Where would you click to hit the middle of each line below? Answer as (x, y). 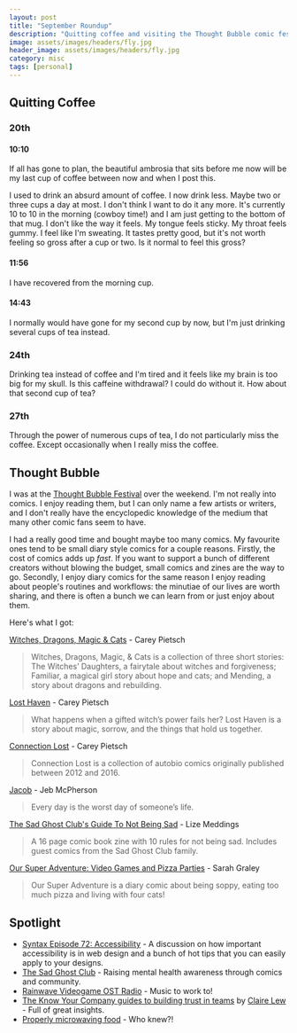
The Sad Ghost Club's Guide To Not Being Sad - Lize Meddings (124, 825)
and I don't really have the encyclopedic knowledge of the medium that (138, 513)
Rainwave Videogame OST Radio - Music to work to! (118, 991)
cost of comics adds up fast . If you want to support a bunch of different (140, 559)
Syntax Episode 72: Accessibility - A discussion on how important (141, 944)
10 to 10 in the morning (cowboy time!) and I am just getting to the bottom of (147, 215)
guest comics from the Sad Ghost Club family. (114, 851)
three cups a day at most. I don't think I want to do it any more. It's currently (147, 205)
